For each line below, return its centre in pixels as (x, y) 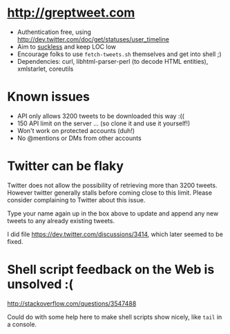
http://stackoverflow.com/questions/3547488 (72, 304)
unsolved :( (40, 284)
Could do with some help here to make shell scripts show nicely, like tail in (115, 317)
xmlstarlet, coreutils (45, 69)
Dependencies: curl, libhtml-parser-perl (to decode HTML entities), (113, 61)
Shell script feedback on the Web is (111, 270)
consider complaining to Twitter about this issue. (76, 200)
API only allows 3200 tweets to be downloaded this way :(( (101, 116)
